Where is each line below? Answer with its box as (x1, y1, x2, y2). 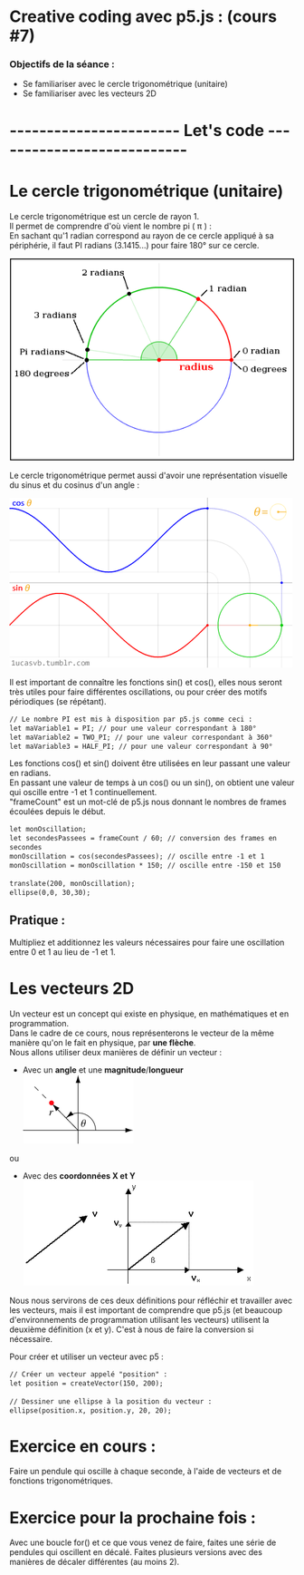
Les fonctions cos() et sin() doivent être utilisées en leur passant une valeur (9, 757, 291, 768)
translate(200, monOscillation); (9, 879, 136, 888)
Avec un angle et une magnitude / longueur (22, 1064, 184, 1075)
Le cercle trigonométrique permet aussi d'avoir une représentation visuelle (9, 470, 288, 481)
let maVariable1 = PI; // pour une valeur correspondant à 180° (9, 724, 257, 733)
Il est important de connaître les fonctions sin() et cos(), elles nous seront (9, 676, 282, 687)
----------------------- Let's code (9, 120, 265, 141)
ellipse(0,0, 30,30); (9, 888, 91, 897)
